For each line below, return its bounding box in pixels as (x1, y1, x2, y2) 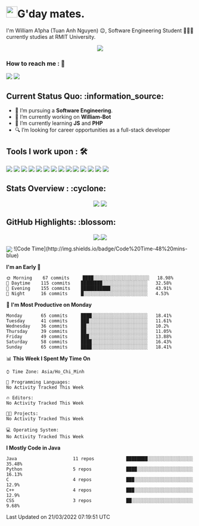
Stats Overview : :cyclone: (6, 184, 106, 194)
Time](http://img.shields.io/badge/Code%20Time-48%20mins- (32, 245, 188, 252)
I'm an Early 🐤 (6, 264, 41, 270)
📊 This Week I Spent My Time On (6, 355, 91, 362)
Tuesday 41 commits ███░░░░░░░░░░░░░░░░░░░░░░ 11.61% (6, 318, 172, 324)
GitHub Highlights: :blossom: (6, 217, 116, 227)
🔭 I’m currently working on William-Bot (14, 114, 111, 121)
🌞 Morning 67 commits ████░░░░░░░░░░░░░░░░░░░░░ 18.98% (6, 275, 174, 281)
